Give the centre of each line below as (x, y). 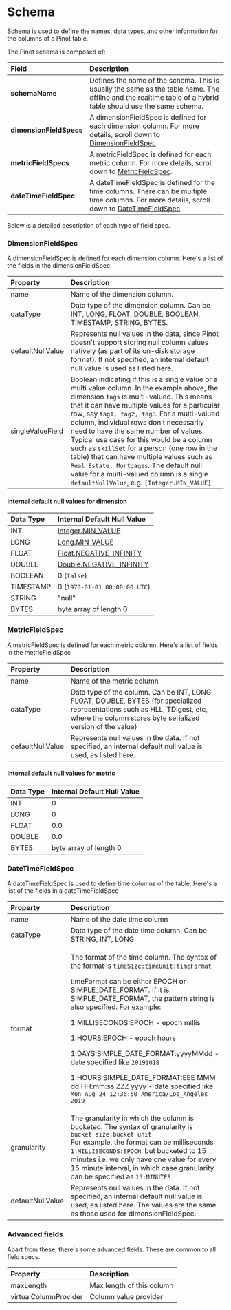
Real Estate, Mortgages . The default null (136, 465)
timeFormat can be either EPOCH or (128, 982)
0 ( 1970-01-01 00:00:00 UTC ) (104, 587)
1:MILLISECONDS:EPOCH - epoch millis (135, 1023)
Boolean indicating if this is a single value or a (144, 379)
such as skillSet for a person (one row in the (144, 448)
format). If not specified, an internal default (140, 360)
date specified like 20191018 (115, 1062)
